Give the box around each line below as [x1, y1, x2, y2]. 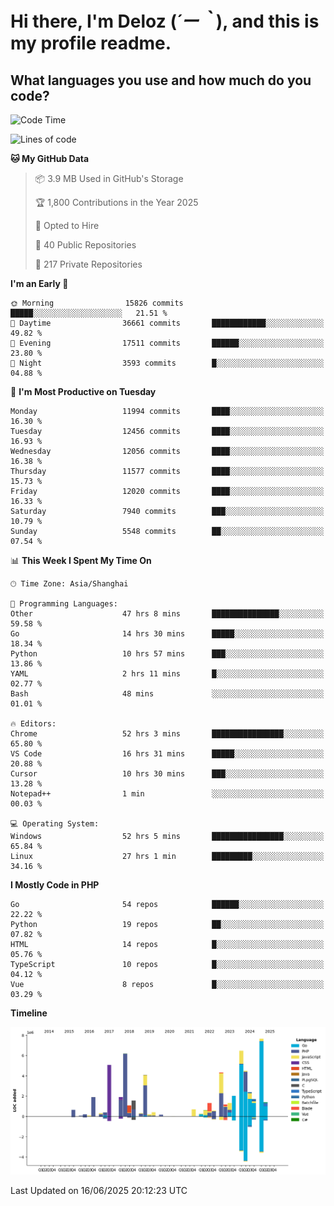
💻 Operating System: [10, 819, 100, 829]
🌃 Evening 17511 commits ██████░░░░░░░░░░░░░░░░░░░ [10, 338, 325, 348]
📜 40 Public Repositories [34, 239, 137, 251]
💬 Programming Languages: [10, 599, 118, 609]
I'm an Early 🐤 [10, 278, 69, 289]
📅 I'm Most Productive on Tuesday [10, 386, 157, 397]
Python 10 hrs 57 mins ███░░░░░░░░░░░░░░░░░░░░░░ [10, 649, 325, 659]
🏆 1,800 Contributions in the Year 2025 [34, 197, 199, 208]
